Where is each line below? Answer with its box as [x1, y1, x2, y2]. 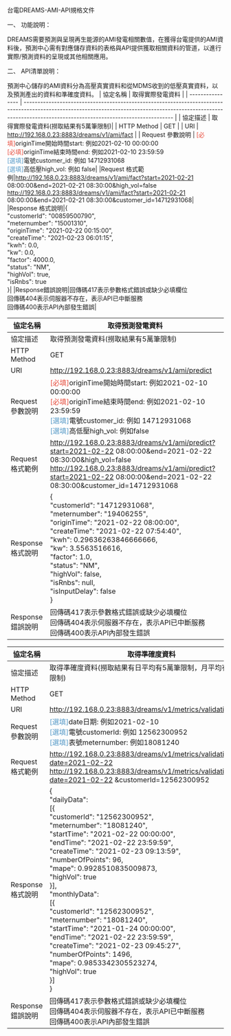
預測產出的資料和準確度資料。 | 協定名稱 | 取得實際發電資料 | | [12, 90, 188, 98]
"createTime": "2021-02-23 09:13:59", [49, 846, 181, 856]
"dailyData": [49, 795, 88, 804]
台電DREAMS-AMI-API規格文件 [7, 6, 95, 14]
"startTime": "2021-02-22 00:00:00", [49, 829, 176, 839]
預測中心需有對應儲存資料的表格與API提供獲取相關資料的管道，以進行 [25, 44, 222, 52]
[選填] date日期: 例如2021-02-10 [49, 717, 159, 727]
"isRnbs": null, [49, 578, 96, 587]
